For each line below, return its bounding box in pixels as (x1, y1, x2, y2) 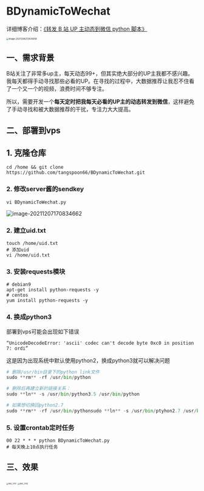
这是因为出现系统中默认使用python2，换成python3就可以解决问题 (6, 356, 170, 364)
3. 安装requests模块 (6, 267, 66, 275)
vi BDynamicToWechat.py (6, 199, 67, 205)
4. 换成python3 (6, 313, 52, 321)
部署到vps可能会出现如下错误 (6, 328, 80, 335)
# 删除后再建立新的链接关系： (6, 386, 71, 392)
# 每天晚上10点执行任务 (6, 444, 58, 450)
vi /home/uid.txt (6, 252, 50, 258)
